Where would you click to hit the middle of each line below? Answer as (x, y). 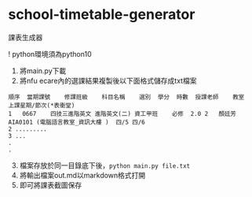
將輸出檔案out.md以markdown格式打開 (82, 175)
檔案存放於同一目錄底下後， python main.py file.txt (105, 165)
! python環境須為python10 (50, 54)
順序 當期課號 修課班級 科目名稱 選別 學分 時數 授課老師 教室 (126, 97)
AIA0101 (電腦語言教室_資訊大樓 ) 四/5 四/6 (77, 122)
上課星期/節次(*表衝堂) (42, 105)
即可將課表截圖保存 (51, 185)
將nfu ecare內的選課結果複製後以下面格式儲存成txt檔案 (108, 80)
